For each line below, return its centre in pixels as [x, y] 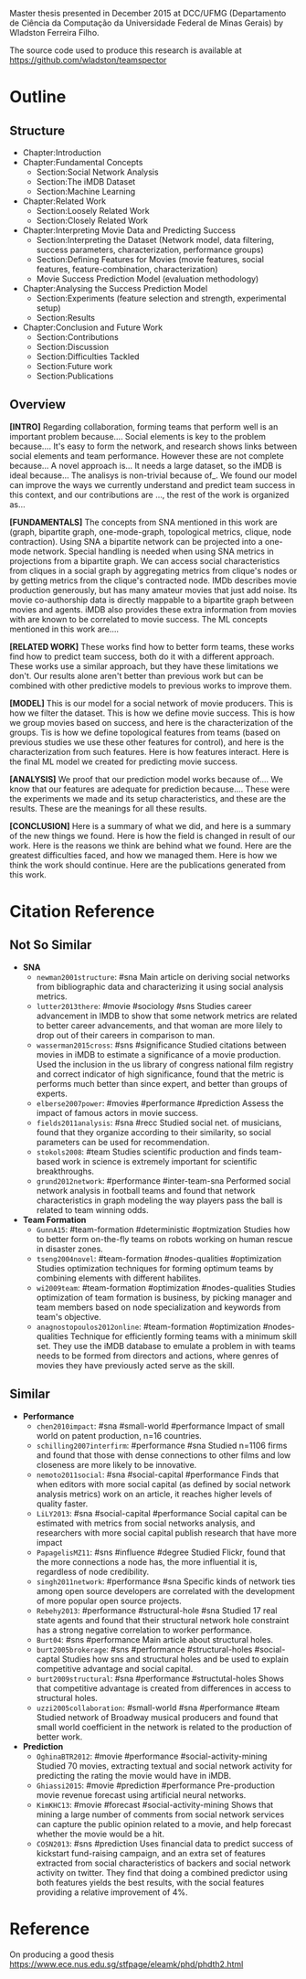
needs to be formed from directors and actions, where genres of [158, 1356]
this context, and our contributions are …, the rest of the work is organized [149, 495]
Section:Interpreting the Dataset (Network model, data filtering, [155, 240]
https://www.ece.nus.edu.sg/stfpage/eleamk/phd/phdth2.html [127, 1963]
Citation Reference [82, 911]
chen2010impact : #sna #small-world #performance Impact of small [160, 1426]
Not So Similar [51, 945]
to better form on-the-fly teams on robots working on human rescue [164, 1239]
